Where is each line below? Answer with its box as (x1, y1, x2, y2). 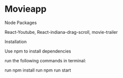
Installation (4, 38, 27, 45)
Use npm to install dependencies (4, 48, 71, 54)
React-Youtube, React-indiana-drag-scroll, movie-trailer (4, 29, 118, 35)
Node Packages (4, 20, 37, 26)
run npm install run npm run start (4, 67, 71, 73)
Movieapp (4, 3, 47, 15)
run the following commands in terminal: (4, 57, 87, 63)
